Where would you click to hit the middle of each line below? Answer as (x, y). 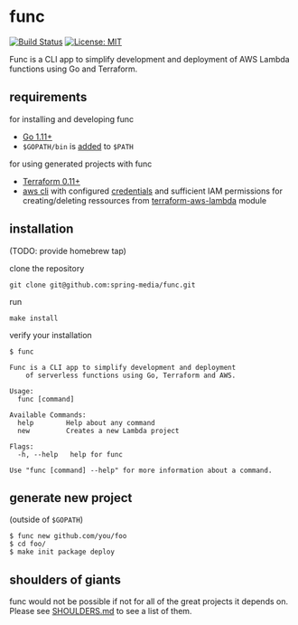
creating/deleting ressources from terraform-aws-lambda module (144, 200)
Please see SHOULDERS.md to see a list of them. (101, 611)
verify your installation (51, 335)
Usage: (22, 391)
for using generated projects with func (81, 164)
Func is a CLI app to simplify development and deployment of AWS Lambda (150, 59)
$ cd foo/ (28, 545)
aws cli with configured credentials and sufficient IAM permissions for (152, 191)
